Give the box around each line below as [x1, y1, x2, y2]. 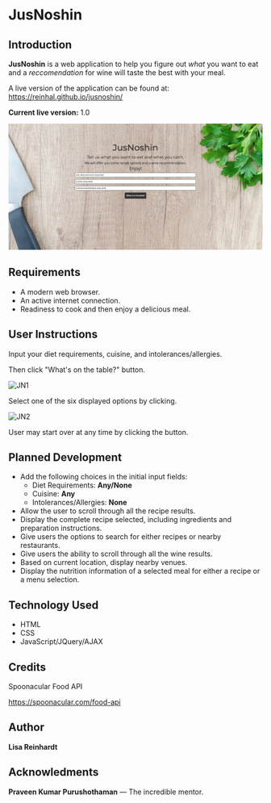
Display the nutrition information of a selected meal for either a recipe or [19, 567, 261, 576]
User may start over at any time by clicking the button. [8, 427, 189, 437]
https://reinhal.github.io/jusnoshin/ [8, 92, 123, 102]
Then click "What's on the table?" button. [8, 365, 146, 374]
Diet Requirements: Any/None [31, 480, 132, 490]
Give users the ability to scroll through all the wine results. [19, 549, 213, 558]
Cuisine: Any [31, 489, 76, 499]
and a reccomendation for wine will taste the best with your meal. [8, 68, 226, 77]
